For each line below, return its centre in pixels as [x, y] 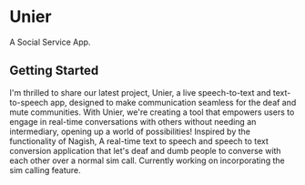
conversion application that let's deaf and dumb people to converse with [145, 150]
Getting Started [54, 71]
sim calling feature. [45, 170]
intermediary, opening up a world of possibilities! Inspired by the [130, 131]
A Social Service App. [50, 42]
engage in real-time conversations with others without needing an [133, 121]
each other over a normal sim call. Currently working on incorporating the [147, 160]
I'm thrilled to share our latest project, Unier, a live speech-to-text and [140, 92]
